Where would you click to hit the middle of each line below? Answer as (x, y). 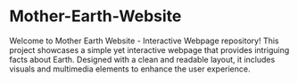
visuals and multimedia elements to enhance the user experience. (130, 69)
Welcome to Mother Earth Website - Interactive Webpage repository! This (144, 41)
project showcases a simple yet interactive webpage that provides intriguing (149, 49)
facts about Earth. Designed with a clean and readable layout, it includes (142, 59)
